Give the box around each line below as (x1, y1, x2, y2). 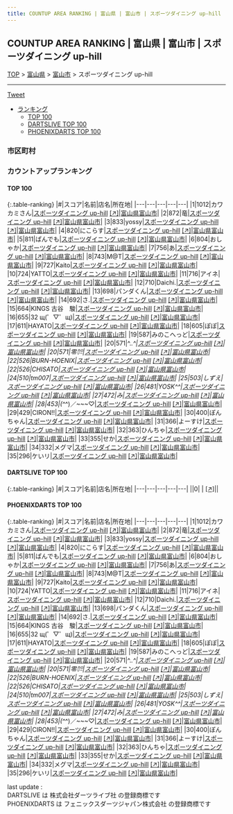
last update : (7, 782, 43, 791)
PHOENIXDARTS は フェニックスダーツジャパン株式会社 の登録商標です (7, 799, 212, 808)
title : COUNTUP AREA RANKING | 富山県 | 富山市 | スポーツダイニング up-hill (7, 10, 222, 17)
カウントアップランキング (7, 167, 92, 176)
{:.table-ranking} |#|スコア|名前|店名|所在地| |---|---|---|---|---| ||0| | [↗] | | (7, 484, 219, 493)
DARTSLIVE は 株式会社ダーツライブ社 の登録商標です (7, 790, 161, 799)
